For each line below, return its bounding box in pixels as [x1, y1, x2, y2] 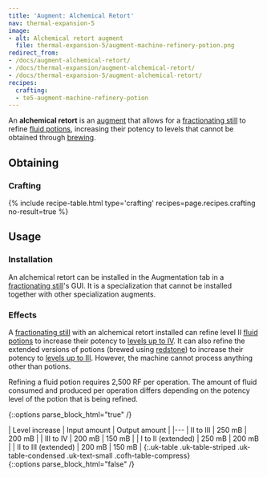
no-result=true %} [8, 206, 69, 216]
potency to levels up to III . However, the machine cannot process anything [8, 353, 253, 362]
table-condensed [8, 451, 66, 460]
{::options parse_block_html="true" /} [8, 410, 132, 419]
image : [8, 26, 30, 34]
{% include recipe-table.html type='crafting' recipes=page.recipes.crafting [8, 198, 256, 208]
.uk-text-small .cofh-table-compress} [67, 451, 191, 460]
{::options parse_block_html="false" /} [8, 459, 135, 469]
